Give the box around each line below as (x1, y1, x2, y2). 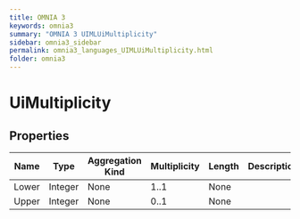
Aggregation (87, 155, 143, 166)
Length (208, 160, 239, 172)
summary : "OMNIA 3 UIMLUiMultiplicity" (9, 29, 158, 38)
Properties (9, 128, 70, 143)
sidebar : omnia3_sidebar (9, 37, 102, 47)
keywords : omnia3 (9, 21, 74, 30)
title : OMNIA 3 (9, 12, 66, 22)
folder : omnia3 (9, 54, 66, 63)
